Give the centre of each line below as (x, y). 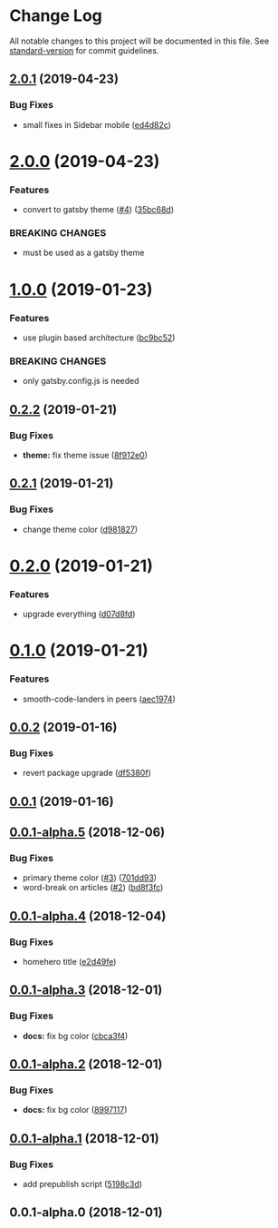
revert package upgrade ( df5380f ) (86, 773)
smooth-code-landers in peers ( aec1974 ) (99, 699)
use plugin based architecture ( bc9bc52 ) (99, 338)
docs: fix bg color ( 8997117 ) (75, 1110)
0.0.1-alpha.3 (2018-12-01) (86, 990)
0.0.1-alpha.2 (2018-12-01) (86, 1064)
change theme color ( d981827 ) (80, 529)
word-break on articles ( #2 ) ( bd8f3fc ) (93, 888)
